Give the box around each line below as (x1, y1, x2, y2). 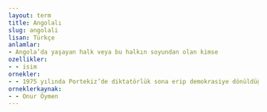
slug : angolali (8, 26, 59, 34)
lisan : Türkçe (8, 33, 56, 42)
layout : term (8, 11, 52, 20)
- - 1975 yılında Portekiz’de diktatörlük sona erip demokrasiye (8, 77, 229, 85)
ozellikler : (8, 56, 48, 64)
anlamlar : (8, 41, 41, 49)
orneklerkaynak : (8, 84, 62, 93)
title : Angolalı (8, 19, 62, 27)
